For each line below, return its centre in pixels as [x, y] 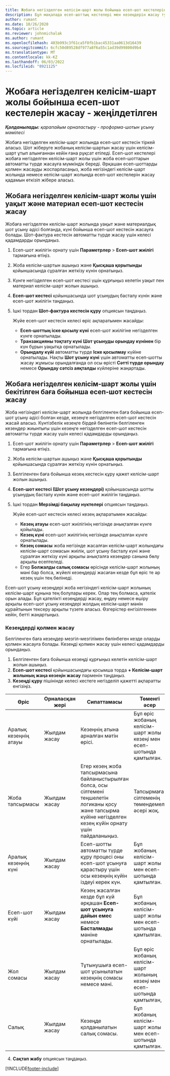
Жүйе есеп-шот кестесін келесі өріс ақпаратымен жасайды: [78, 320]
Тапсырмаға [149, 791]
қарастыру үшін [100, 869]
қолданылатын [99, 1027]
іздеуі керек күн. [101, 882]
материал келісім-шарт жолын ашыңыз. [56, 286]
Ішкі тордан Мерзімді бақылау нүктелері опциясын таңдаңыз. [81, 504]
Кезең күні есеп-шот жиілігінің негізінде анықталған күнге [84, 535]
